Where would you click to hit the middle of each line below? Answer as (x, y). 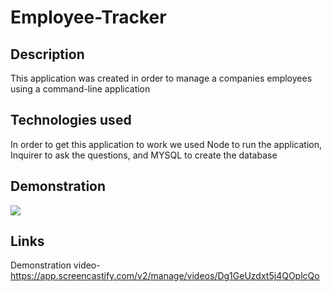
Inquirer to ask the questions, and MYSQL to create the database (144, 155)
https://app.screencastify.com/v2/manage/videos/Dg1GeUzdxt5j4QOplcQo (165, 276)
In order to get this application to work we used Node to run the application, (166, 144)
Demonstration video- (55, 265)
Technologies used (71, 120)
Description (47, 54)
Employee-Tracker (88, 17)
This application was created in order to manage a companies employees (161, 78)
